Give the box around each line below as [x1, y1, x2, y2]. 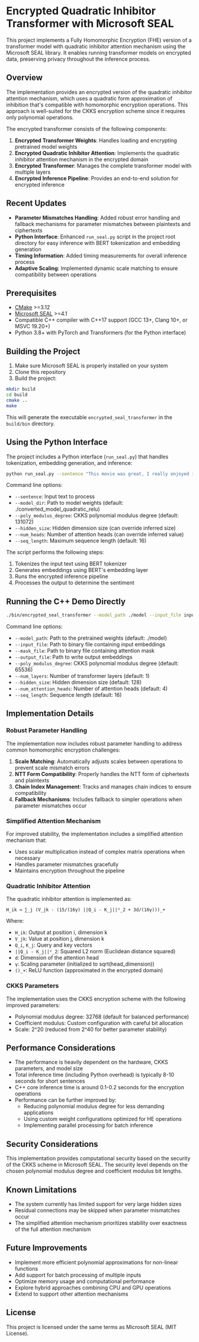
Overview [6, 73, 43, 83]
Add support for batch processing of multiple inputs [14, 1271, 142, 1278]
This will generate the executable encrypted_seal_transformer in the [6, 413, 173, 420]
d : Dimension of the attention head [14, 954, 99, 961]
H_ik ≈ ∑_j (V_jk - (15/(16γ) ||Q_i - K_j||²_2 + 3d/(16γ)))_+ [6, 907, 166, 913]
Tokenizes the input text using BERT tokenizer [14, 560, 127, 567]
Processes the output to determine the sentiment [14, 579, 134, 586]
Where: [6, 917, 24, 925]
